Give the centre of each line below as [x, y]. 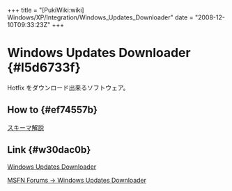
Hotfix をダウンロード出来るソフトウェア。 [68, 88]
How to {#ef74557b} [53, 110]
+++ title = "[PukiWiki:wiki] [46, 10]
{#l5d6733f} [44, 68]
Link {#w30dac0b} [49, 150]
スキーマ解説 [25, 127]
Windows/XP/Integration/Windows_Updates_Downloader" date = [100, 17]
